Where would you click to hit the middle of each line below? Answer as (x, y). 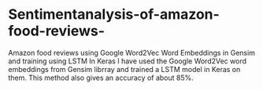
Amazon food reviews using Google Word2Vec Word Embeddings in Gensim (132, 52)
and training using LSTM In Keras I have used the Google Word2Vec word (127, 61)
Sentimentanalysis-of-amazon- (114, 14)
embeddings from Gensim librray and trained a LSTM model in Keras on (124, 69)
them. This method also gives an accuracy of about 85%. (101, 77)
